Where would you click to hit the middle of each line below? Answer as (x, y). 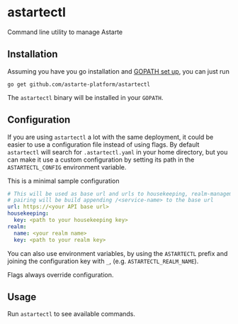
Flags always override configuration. (61, 274)
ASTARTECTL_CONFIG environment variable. (67, 167)
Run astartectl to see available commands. (72, 314)
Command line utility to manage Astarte (65, 32)
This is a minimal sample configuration (63, 181)
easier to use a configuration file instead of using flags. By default (103, 144)
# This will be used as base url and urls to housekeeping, (98, 194)
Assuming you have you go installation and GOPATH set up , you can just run (119, 71)
